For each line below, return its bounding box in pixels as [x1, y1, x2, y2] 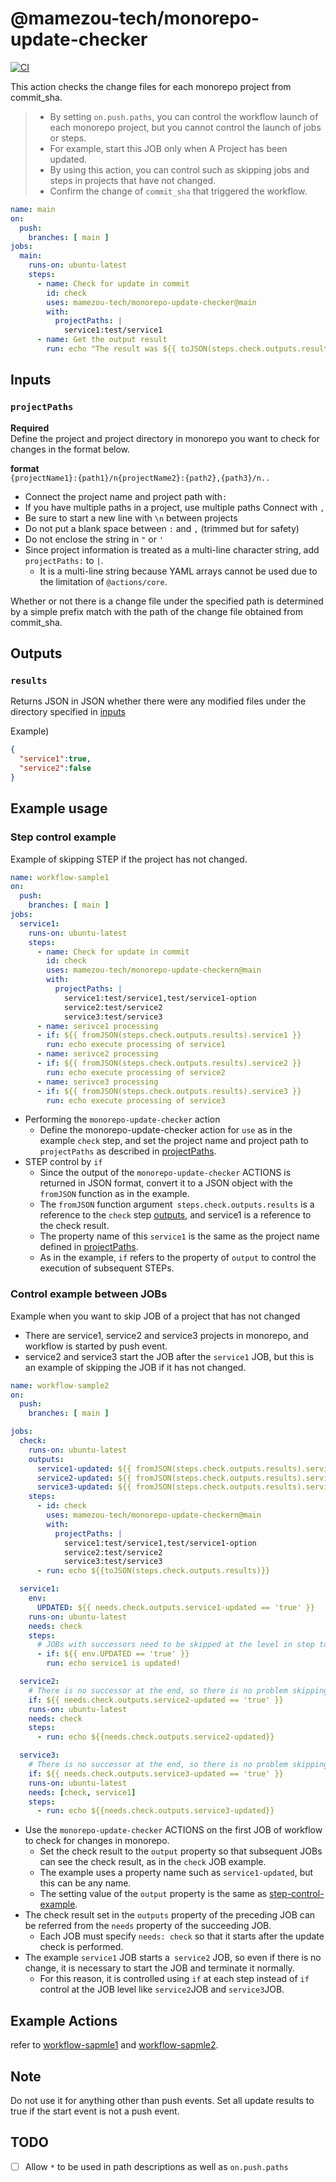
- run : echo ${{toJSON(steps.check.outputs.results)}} [36, 1566, 271, 1576]
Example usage [10, 800, 108, 817]
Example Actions [10, 2012, 118, 2029]
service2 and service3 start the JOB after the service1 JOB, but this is [24, 1350, 315, 1362]
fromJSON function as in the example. [39, 1188, 190, 1200]
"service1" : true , [19, 754, 92, 764]
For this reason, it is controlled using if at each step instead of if [39, 1973, 310, 1985]
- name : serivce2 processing [36, 1049, 159, 1059]
